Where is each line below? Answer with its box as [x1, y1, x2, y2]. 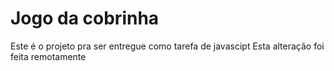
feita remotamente [10, 50, 87, 62]
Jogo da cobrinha [10, 7, 160, 30]
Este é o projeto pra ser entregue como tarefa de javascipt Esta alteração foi [10, 40, 325, 52]
